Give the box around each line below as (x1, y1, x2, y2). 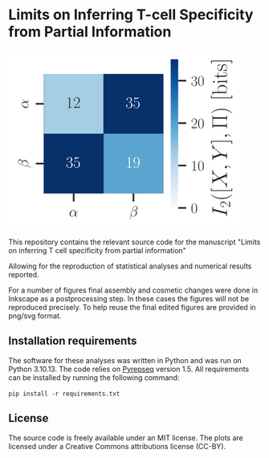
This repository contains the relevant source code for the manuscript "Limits (8, 237, 261, 247)
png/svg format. (8, 311, 62, 321)
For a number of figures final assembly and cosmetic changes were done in (8, 285, 259, 295)
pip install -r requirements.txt (8, 390, 120, 398)
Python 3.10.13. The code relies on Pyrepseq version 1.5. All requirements (8, 364, 250, 374)
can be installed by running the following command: (8, 372, 180, 382)
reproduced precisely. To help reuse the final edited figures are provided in (8, 302, 256, 312)
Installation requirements (8, 334, 137, 348)
